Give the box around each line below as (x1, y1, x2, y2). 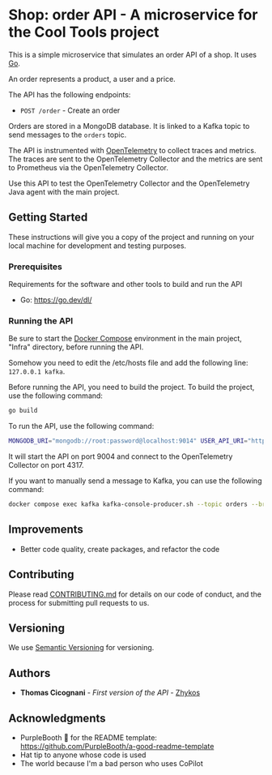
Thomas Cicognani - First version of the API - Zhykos (19, 687, 201, 698)
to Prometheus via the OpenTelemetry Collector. (8, 162, 168, 172)
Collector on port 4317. (8, 460, 84, 470)
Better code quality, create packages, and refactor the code (19, 544, 220, 554)
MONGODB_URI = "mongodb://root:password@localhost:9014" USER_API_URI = (8, 437, 249, 445)
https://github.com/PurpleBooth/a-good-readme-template (19, 742, 215, 751)
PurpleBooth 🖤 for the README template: (19, 733, 158, 743)
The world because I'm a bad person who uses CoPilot (19, 759, 204, 769)
